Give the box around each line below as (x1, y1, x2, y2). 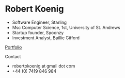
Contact (5, 53, 21, 59)
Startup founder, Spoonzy (12, 30, 64, 35)
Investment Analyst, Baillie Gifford (12, 35, 80, 41)
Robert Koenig (5, 3, 64, 15)
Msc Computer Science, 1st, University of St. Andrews (12, 24, 120, 30)
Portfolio (5, 44, 22, 50)
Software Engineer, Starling (12, 19, 67, 25)
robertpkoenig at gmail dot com (12, 63, 75, 69)
